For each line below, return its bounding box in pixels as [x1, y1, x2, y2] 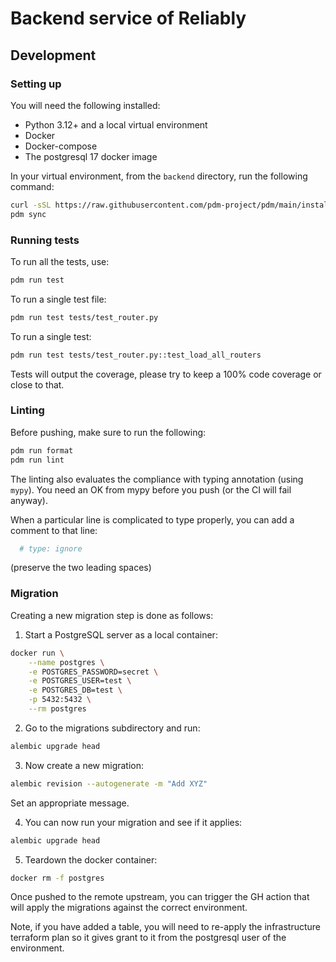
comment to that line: [10, 524, 98, 536]
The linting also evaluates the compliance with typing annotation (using [10, 473, 304, 485]
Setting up [10, 77, 62, 91]
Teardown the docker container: [24, 853, 158, 866]
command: [10, 180, 55, 192]
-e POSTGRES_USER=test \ [28, 676, 132, 686]
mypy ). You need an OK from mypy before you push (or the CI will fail [10, 483, 292, 496]
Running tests [10, 233, 80, 247]
